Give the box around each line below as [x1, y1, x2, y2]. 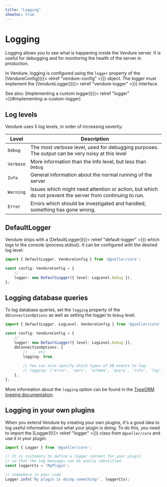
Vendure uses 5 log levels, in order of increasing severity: [5, 123, 123, 130]
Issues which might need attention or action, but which [30, 186, 158, 193]
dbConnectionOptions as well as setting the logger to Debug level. [5, 312, 136, 318]
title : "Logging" [5, 7, 41, 12]
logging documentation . [5, 392, 54, 398]
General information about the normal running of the [30, 171, 153, 178]
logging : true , [23, 354, 55, 359]
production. [5, 60, 29, 66]
